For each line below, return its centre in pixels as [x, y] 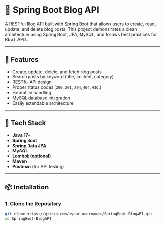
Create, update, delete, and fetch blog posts [57, 72]
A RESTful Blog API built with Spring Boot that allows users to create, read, [81, 24]
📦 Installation [27, 187]
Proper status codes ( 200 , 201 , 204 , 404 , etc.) [57, 87]
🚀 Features [22, 59]
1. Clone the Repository [33, 203]
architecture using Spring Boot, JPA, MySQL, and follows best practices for [81, 34]
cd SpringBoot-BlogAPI [28, 219]
